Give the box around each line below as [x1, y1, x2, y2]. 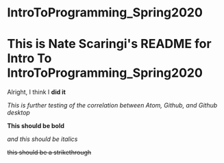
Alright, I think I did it [7, 88, 66, 97]
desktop [7, 108, 31, 117]
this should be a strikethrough [7, 149, 92, 157]
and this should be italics [7, 135, 78, 143]
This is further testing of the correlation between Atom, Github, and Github [7, 101, 218, 110]
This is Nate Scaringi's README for [7, 36, 212, 52]
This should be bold [7, 122, 65, 130]
